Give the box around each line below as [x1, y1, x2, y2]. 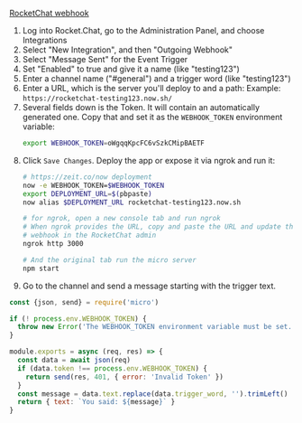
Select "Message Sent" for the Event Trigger [22, 54, 188, 64]
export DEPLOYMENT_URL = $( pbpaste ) [22, 189, 152, 198]
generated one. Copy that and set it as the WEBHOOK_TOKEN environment [22, 112, 283, 122]
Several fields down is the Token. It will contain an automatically [22, 102, 260, 112]
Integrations [22, 35, 68, 45]
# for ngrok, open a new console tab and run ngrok [22, 214, 221, 223]
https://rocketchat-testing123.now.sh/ [22, 94, 173, 103]
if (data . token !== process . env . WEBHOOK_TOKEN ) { [17, 363, 207, 373]
